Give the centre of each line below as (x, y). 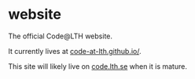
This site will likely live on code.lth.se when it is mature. (97, 66)
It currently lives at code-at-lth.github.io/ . (75, 51)
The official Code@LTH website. (60, 36)
